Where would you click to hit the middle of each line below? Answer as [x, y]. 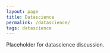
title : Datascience [30, 17]
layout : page [22, 11]
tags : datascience [29, 28]
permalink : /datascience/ [38, 22]
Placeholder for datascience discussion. [55, 45]
